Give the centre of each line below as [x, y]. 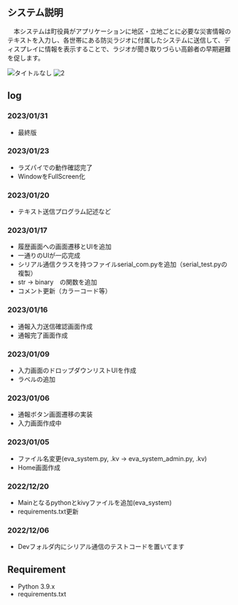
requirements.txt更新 [48, 511]
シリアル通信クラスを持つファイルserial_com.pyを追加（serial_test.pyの [122, 264]
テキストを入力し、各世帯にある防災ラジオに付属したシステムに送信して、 [116, 40]
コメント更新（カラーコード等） [64, 291]
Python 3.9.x [36, 586]
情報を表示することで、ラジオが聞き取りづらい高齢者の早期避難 [137, 49]
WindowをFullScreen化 [51, 176]
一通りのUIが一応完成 [49, 256]
